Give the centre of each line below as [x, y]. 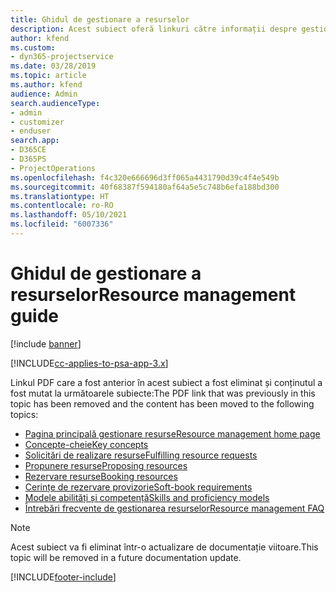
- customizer [37, 122]
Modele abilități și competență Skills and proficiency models [147, 497]
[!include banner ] [46, 343]
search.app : [35, 141]
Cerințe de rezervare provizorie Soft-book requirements [138, 487]
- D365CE [28, 150]
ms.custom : [33, 47]
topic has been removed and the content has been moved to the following [162, 403]
